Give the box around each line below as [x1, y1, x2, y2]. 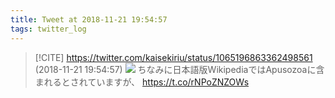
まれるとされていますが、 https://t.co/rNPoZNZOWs [34, 76, 250, 88]
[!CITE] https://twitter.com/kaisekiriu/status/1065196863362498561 [34, 51, 313, 63]
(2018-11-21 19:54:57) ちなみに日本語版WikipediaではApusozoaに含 [34, 63, 325, 75]
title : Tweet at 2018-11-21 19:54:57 [10, 14, 168, 25]
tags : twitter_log [10, 24, 87, 34]
